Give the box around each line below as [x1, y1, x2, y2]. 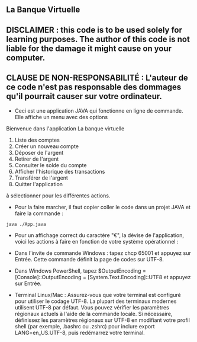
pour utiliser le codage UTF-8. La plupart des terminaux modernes [14, 298, 177, 305]
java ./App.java [6, 221, 46, 227]
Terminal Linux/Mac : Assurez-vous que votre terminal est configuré [14, 291, 182, 298]
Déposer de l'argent [14, 149, 64, 156]
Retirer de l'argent [14, 155, 59, 162]
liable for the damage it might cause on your [6, 43, 172, 53]
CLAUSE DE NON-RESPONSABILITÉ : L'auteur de [6, 73, 188, 83]
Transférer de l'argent [14, 174, 68, 181]
